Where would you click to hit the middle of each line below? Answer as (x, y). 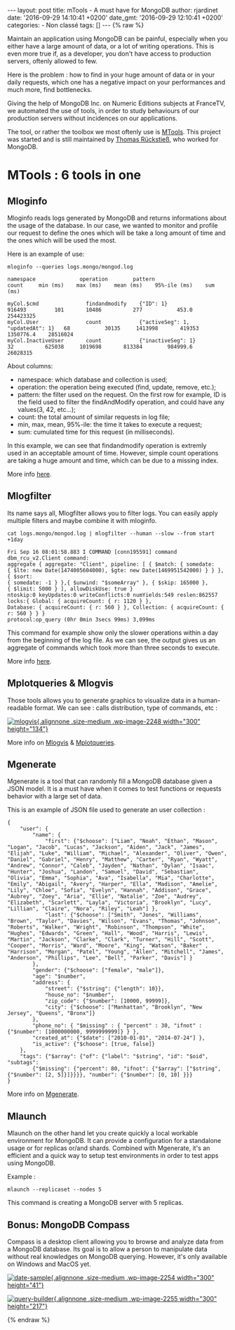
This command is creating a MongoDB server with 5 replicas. (95, 1203)
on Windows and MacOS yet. (49, 1264)
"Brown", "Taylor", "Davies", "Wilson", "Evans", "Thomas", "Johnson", (114, 921)
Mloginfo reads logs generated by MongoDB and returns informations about (117, 218)
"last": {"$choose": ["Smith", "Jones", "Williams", (123, 915)
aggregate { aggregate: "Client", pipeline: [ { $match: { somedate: (111, 564)
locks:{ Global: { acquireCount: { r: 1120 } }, (80, 601)
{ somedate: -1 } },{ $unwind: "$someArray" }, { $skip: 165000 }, (108, 583)
